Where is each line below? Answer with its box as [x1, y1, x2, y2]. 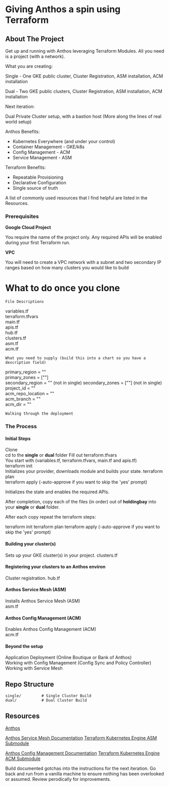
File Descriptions [5, 299, 44, 304]
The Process [5, 423, 37, 430]
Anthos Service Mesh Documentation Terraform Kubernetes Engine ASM [5, 735, 157, 741]
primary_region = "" [5, 369, 47, 375]
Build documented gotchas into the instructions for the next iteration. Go [5, 765, 156, 771]
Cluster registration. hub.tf [5, 575, 60, 581]
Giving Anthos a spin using [5, 4, 120, 15]
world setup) [5, 119, 32, 125]
